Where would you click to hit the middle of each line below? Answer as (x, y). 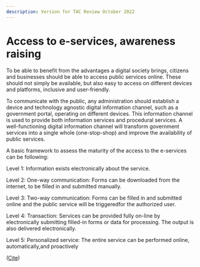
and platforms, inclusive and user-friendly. (58, 89)
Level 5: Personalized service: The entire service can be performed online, (98, 240)
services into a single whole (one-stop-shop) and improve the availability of (99, 132)
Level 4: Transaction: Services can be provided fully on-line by (83, 216)
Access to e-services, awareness (91, 41)
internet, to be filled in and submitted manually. (64, 186)
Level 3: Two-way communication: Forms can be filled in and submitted (94, 198)
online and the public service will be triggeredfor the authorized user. (91, 204)
